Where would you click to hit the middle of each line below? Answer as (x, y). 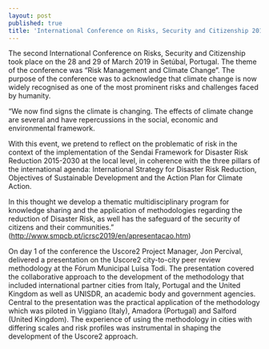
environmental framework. (52, 128)
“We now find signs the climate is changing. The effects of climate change (131, 111)
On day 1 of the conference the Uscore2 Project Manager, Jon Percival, (126, 251)
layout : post (30, 16)
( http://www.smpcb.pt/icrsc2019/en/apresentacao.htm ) (100, 236)
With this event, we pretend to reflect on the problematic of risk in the (123, 144)
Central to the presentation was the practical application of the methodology (134, 303)
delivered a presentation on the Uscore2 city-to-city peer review (114, 260)
